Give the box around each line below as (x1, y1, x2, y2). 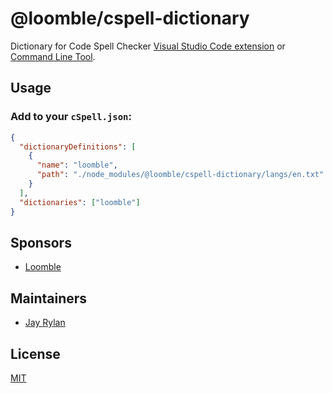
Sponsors (10, 234, 72, 251)
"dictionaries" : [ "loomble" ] (19, 197, 141, 207)
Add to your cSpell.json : (10, 110, 132, 124)
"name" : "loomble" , (36, 160, 118, 171)
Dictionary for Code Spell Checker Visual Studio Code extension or (10, 40, 286, 52)
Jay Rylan (24, 317, 66, 329)
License (10, 345, 61, 362)
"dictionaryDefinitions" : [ (19, 142, 137, 152)
